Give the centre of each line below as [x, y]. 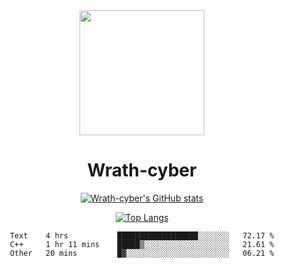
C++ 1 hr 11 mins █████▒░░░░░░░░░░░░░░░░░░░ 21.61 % [142, 244]
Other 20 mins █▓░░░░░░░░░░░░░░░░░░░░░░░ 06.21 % [142, 253]
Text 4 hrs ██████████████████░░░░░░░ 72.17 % [142, 235]
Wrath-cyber [142, 170]
